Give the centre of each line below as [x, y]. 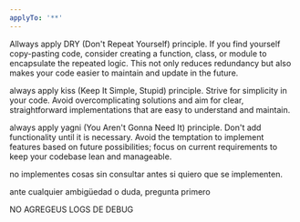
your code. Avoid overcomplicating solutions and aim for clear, [127, 100]
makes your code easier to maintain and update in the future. [124, 73]
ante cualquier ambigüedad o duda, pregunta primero [110, 191]
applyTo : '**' [36, 18]
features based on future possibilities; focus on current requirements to [144, 146]
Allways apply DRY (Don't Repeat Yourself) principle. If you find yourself [145, 44]
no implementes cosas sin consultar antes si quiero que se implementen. [146, 174]
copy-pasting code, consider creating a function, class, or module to [138, 53]
